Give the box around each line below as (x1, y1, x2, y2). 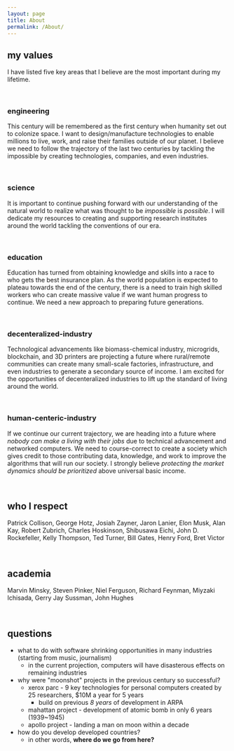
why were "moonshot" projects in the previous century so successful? (17, 676, 221, 684)
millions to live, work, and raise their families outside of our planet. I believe (7, 137, 224, 146)
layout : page (7, 10, 46, 18)
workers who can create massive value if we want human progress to (7, 291, 208, 299)
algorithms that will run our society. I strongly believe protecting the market (7, 459, 224, 467)
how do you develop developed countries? (17, 728, 141, 736)
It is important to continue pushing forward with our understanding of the (7, 199, 219, 207)
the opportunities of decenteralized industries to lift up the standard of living (7, 375, 228, 383)
